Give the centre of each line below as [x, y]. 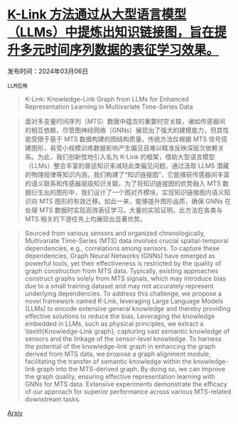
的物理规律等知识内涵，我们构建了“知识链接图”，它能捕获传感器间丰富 [127, 174]
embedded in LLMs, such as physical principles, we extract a [114, 323]
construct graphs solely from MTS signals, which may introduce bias [125, 278]
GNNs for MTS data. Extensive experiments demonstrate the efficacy [126, 384]
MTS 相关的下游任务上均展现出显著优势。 [86, 219]
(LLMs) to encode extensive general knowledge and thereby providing [128, 308]
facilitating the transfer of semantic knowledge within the [108, 361]
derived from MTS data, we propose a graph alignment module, [118, 354]
